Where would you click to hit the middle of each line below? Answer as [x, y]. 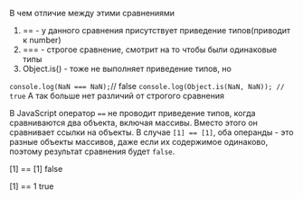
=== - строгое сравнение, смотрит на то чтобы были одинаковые [150, 50]
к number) [42, 40]
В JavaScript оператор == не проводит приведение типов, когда [133, 113]
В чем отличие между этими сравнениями [92, 13]
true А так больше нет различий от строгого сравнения [117, 95]
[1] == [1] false [36, 169]
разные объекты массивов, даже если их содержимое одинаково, [139, 142]
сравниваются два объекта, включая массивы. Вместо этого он [133, 122]
